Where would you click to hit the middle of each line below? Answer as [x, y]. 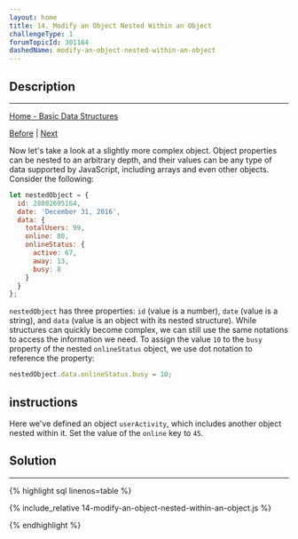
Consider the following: [52, 178]
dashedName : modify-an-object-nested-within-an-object [113, 51]
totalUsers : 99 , [55, 228]
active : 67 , [55, 253]
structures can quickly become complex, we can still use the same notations [149, 330]
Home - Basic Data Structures [64, 115]
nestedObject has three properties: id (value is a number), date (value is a [144, 311]
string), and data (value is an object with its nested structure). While [133, 321]
